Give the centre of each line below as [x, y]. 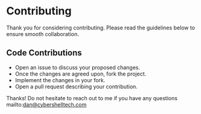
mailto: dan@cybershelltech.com [46, 104]
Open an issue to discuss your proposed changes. [78, 67]
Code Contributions [44, 53]
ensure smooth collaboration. [43, 34]
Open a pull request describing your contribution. [76, 86]
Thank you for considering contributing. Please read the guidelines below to [101, 28]
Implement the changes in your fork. [60, 80]
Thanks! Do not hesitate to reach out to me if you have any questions [92, 98]
